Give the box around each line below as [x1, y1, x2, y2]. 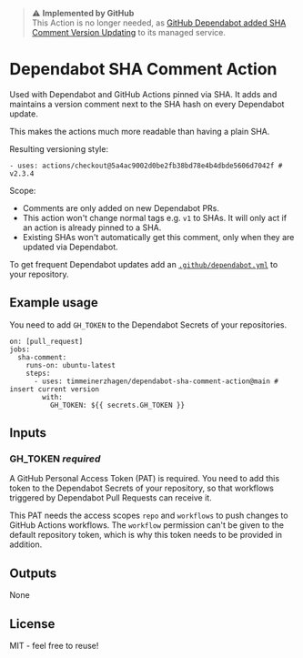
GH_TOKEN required [9, 452, 101, 465]
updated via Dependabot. [22, 241, 118, 252]
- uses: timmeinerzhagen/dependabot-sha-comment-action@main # [33, 377, 279, 386]
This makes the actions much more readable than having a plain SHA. [9, 126, 270, 137]
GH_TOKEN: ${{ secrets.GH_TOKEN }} [49, 400, 185, 410]
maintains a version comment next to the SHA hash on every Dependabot [9, 98, 285, 109]
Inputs [9, 425, 47, 440]
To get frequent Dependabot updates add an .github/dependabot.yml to [9, 258, 278, 269]
